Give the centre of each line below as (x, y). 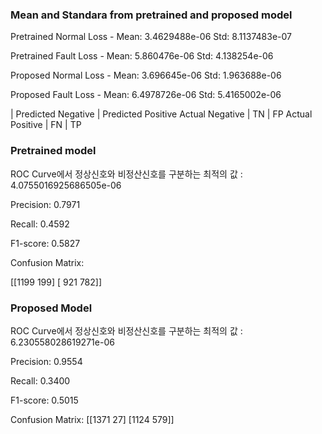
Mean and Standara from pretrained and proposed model (151, 15)
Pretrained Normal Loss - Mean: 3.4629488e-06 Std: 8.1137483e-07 (151, 37)
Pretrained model (53, 151)
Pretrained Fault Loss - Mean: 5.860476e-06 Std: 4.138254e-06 (142, 56)
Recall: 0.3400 (40, 380)
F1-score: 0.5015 (44, 400)
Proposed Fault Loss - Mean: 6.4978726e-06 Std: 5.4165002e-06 (146, 95)
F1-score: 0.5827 (45, 243)
